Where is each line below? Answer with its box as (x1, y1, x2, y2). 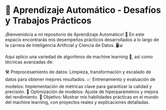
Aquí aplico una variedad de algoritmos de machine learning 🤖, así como (5, 54, 153, 59)
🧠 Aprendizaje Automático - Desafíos (5, 4, 161, 16)
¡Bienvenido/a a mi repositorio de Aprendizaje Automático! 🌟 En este (5, 31, 145, 37)
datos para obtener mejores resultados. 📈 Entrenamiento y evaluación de (5, 76, 156, 82)
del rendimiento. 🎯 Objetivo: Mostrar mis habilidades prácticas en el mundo (5, 94, 159, 100)
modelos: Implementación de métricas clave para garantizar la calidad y (5, 83, 152, 89)
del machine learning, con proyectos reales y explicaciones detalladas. (5, 99, 150, 105)
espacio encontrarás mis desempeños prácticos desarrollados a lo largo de (5, 37, 160, 43)
